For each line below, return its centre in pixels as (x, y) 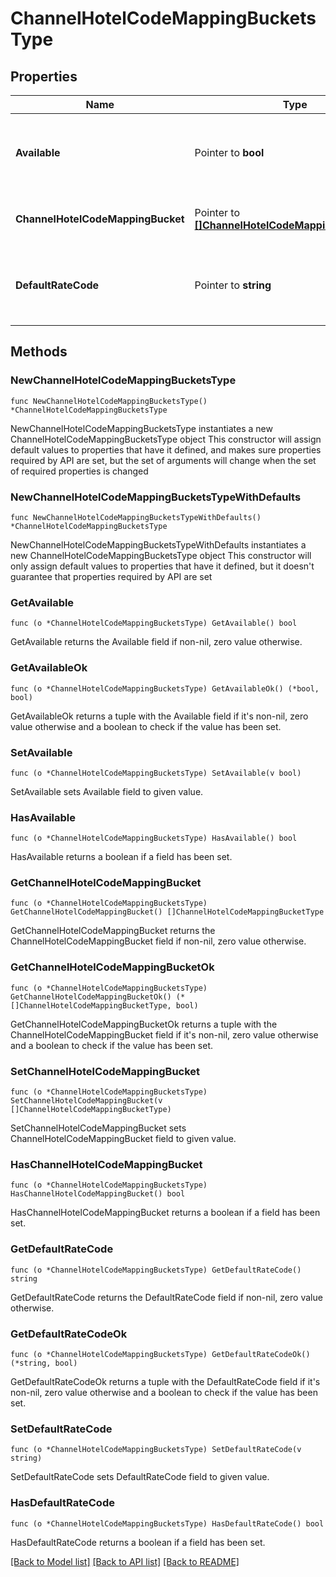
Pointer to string (233, 285)
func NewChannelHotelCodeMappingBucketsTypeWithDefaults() (136, 517)
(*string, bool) (44, 1363)
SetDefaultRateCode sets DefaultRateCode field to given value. (140, 1477)
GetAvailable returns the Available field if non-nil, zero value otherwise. (156, 642)
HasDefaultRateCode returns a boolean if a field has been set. (138, 1542)
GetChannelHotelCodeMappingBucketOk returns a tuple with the (144, 1024)
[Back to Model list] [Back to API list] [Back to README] (125, 1561)
